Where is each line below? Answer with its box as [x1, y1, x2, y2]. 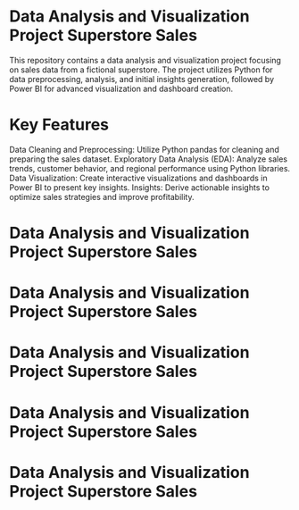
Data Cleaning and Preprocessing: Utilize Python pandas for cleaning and [9, 144, 279, 155]
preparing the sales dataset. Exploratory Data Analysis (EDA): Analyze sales [9, 154, 288, 164]
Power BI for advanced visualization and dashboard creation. [9, 83, 234, 94]
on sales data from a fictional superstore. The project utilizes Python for [9, 64, 274, 75]
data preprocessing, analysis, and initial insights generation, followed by [9, 73, 275, 84]
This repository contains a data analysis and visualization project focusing [9, 54, 281, 65]
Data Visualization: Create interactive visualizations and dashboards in [9, 172, 268, 183]
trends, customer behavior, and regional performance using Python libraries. [9, 163, 291, 173]
